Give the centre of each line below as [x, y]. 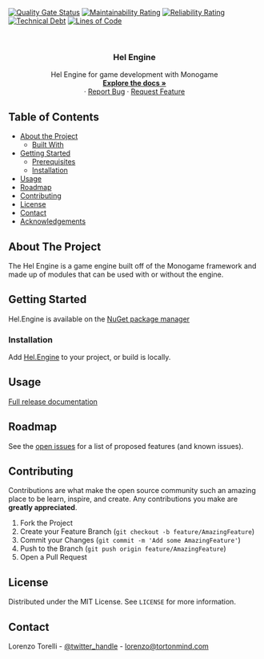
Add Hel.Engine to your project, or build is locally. [90, 358]
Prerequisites [54, 162]
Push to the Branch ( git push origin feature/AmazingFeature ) [123, 548]
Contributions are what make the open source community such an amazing [132, 491]
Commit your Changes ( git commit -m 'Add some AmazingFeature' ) [130, 540]
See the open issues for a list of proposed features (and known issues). [126, 446]
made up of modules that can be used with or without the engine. [116, 274]
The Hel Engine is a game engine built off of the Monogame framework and [132, 265]
